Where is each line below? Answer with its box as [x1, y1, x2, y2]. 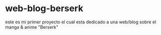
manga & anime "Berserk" [5, 24, 58, 30]
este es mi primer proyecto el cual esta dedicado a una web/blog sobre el [5, 19, 157, 25]
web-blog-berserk [5, 3, 84, 14]
